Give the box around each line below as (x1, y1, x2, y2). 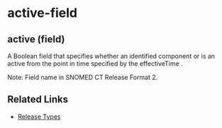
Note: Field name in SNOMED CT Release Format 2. (7, 73, 158, 81)
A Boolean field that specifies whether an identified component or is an (7, 52, 215, 60)
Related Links (7, 93, 69, 105)
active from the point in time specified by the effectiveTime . (7, 59, 183, 68)
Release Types (17, 112, 61, 121)
